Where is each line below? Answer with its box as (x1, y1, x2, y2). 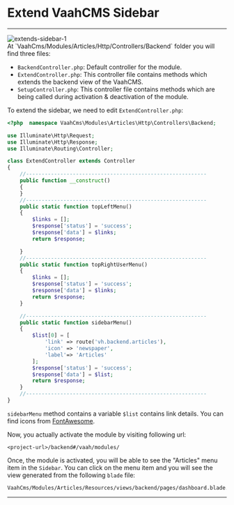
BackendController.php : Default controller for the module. (17, 63, 182, 71)
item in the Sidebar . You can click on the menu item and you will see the (7, 463, 214, 472)
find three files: (7, 49, 51, 57)
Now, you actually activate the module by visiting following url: (7, 430, 187, 439)
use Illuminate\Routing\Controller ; (7, 145, 114, 152)
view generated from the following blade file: (7, 471, 136, 479)
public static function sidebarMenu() (19, 319, 132, 326)
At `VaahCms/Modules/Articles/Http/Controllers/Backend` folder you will (7, 42, 215, 50)
